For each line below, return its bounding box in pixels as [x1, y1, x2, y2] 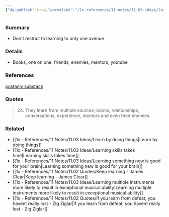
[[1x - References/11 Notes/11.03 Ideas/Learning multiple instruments [12, 179, 155, 185]
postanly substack [5, 83, 44, 89]
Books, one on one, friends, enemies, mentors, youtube [12, 59, 128, 65]
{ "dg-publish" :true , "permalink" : [5, 7, 75, 13]
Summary [5, 24, 30, 31]
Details [5, 48, 23, 55]
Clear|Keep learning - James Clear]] [12, 174, 88, 180]
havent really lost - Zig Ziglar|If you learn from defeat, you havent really [12, 200, 161, 206]
